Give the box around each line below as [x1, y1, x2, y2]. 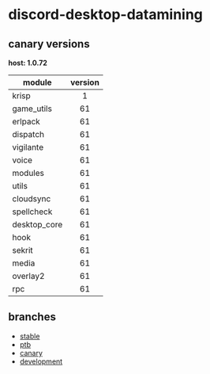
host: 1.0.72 [8, 58, 47, 67]
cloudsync [12, 193, 51, 204]
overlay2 [12, 271, 45, 281]
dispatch [12, 129, 45, 139]
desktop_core [12, 219, 63, 230]
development [19, 357, 63, 366]
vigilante [12, 142, 44, 152]
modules [12, 168, 45, 178]
